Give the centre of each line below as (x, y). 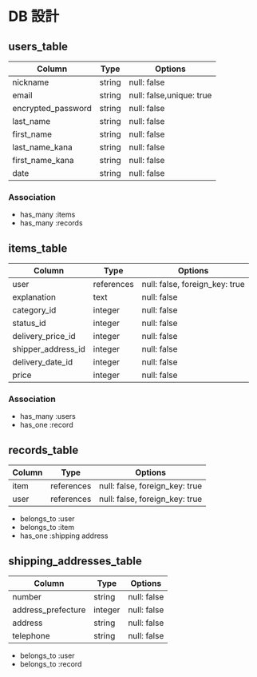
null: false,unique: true (170, 95)
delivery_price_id (44, 337)
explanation (34, 297)
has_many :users (47, 416)
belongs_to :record (51, 664)
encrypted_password (52, 108)
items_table (38, 248)
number (27, 597)
